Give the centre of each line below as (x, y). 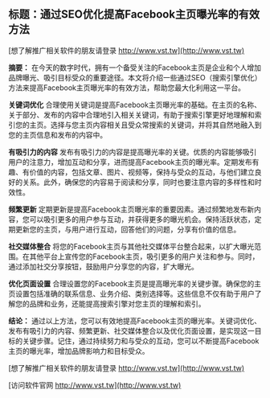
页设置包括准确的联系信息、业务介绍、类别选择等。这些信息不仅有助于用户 (131, 293)
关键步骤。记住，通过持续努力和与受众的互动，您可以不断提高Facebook (141, 341)
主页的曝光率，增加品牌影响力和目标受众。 (79, 351)
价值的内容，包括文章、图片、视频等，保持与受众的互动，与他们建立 (142, 172)
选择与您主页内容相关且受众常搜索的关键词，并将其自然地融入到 (156, 125)
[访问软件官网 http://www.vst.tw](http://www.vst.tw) (95, 385)
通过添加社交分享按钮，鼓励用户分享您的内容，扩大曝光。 (103, 266)
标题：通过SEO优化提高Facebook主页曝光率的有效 (134, 14)
